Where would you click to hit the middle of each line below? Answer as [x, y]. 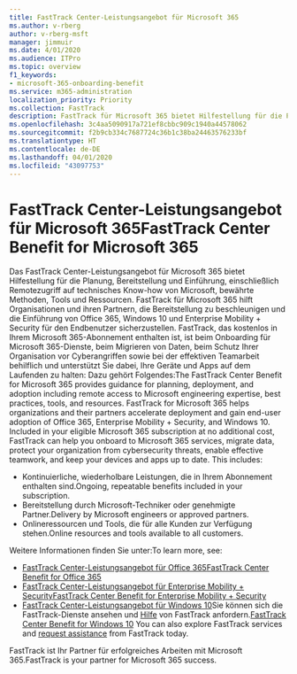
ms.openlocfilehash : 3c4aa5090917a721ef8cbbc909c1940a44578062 [128, 125]
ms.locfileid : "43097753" [57, 166]
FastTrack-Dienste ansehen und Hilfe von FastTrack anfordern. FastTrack [154, 615]
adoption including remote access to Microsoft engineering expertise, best [145, 394]
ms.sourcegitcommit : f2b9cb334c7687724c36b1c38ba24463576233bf [128, 133]
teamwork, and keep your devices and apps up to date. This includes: [136, 460]
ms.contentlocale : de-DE [55, 149]
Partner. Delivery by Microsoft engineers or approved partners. [135, 515]
